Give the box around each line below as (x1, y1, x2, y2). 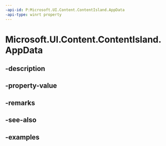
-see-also (5, 116, 37, 124)
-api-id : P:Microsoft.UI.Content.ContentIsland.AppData (5, 7, 125, 13)
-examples (5, 133, 40, 141)
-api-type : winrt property (5, 12, 62, 17)
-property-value (5, 82, 57, 90)
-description (5, 64, 45, 73)
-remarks (5, 99, 35, 107)
